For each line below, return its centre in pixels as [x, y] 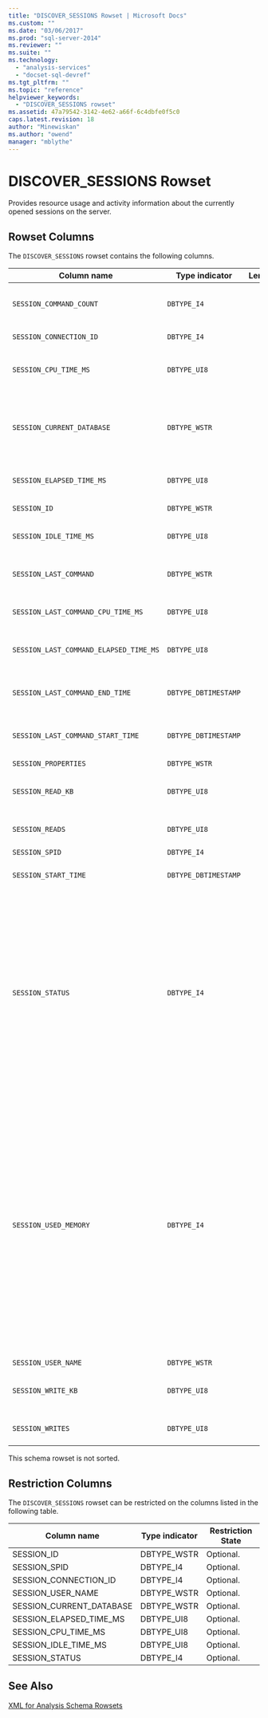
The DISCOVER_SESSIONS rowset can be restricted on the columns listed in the [134, 1503]
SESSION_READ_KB [43, 792]
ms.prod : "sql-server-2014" [55, 38]
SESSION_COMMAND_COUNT [55, 304]
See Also [31, 1686]
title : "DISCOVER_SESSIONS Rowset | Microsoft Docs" [98, 16]
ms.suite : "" [30, 53]
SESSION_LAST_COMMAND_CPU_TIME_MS [78, 612]
